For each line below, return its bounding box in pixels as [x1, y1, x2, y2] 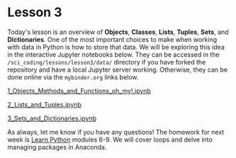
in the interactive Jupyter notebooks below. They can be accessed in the [7, 50, 220, 59]
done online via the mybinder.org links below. [7, 72, 139, 81]
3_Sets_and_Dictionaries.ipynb [7, 114, 97, 123]
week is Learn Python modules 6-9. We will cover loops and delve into [7, 135, 213, 144]
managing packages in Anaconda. [7, 142, 107, 151]
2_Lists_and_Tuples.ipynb [7, 100, 82, 108]
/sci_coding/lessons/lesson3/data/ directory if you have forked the [7, 57, 206, 66]
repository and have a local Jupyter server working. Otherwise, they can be [7, 65, 228, 74]
